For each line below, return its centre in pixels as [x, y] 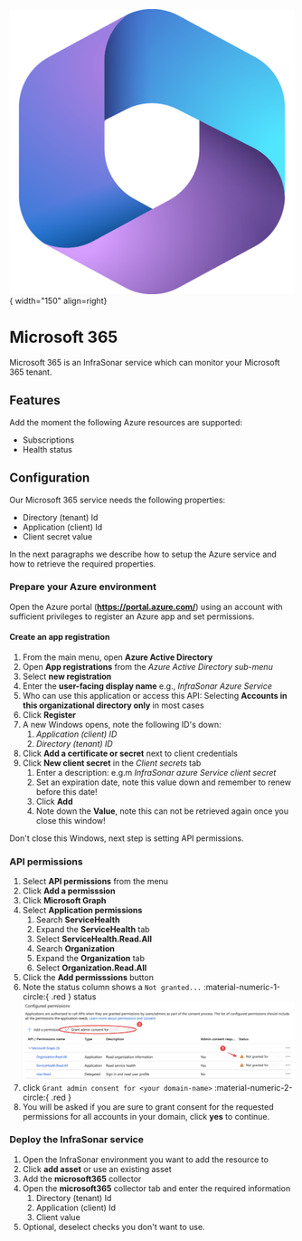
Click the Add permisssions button [88, 978]
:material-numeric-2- [253, 1087]
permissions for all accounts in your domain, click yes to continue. [146, 1116]
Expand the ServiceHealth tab [93, 930]
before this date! [66, 792]
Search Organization [75, 949]
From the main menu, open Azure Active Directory [118, 657]
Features [35, 401]
